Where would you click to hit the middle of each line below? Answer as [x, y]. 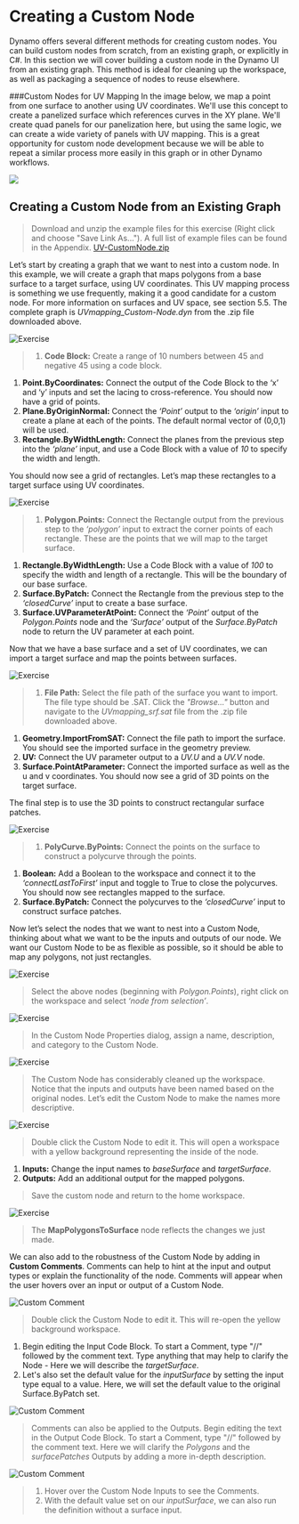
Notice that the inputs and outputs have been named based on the [152, 1089]
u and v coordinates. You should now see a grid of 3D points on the [145, 775]
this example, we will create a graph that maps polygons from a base [135, 274]
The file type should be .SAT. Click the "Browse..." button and [157, 701]
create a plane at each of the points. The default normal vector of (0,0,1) [154, 420]
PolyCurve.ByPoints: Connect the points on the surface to [152, 847]
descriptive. [53, 1107]
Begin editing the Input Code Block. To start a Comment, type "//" [142, 1346]
